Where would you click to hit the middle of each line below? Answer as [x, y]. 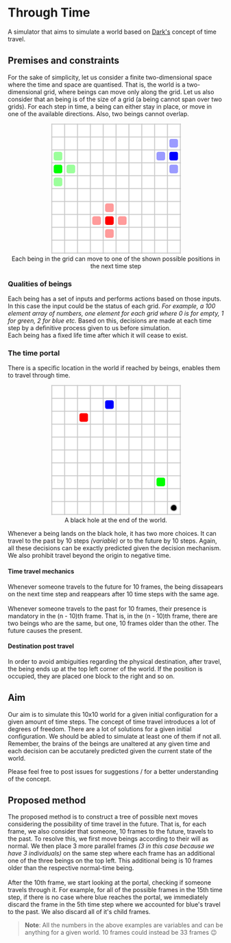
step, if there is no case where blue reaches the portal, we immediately [108, 897]
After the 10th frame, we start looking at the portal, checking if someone [110, 882]
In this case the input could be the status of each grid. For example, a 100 [112, 306]
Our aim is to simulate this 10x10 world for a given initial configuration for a [113, 714]
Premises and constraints [63, 61]
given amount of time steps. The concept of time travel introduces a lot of [112, 722]
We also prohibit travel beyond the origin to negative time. [89, 556]
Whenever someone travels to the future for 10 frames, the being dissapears [115, 587]
